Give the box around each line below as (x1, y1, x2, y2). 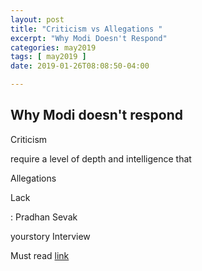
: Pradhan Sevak (10, 211, 78, 223)
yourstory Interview (10, 230, 91, 242)
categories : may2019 (10, 42, 97, 53)
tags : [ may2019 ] (10, 52, 87, 62)
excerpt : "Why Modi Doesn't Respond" (10, 33, 168, 43)
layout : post (10, 14, 65, 25)
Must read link (10, 249, 70, 261)
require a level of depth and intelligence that (10, 152, 192, 165)
